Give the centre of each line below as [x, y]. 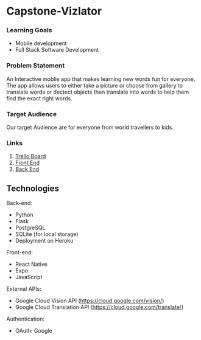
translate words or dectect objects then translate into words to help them [98, 92]
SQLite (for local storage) [47, 234]
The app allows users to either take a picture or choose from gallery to [95, 85]
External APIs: [24, 289]
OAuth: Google [34, 331]
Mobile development [41, 43]
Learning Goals [30, 30]
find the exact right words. [39, 98]
